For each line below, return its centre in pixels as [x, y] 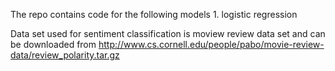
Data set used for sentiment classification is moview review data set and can [168, 33]
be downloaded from [53, 44]
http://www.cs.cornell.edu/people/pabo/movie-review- [211, 44]
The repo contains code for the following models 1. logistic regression [154, 14]
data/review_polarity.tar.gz [65, 55]
